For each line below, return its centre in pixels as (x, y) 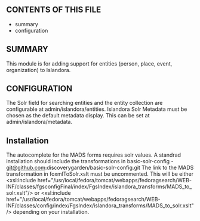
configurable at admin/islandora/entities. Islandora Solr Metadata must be (97, 109)
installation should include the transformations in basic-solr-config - (90, 161)
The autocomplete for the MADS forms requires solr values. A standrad (93, 155)
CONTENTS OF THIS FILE (54, 10)
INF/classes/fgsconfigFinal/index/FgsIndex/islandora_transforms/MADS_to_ (99, 186)
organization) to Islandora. (39, 70)
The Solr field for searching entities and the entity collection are (84, 103)
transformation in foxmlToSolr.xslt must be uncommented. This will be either (100, 174)
